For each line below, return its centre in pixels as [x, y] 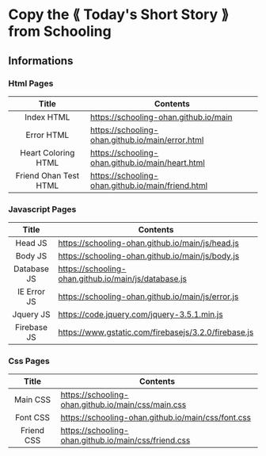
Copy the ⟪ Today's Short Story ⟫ [119, 15]
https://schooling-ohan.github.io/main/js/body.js [149, 256]
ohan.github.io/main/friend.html [149, 186]
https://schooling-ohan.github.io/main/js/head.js [148, 243]
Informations [41, 61]
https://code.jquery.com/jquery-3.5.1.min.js [141, 315]
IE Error [31, 292]
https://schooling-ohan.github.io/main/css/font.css [156, 418]
